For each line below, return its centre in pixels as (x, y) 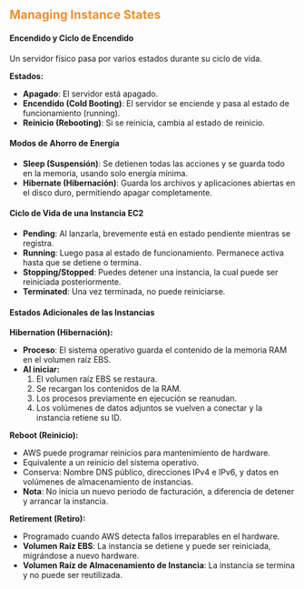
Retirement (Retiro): (48, 519)
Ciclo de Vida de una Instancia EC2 (77, 214)
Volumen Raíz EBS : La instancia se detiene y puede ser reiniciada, (147, 546)
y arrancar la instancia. (65, 501)
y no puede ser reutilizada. (72, 575)
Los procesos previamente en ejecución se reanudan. (137, 398)
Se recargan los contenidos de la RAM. (109, 389)
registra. (38, 243)
